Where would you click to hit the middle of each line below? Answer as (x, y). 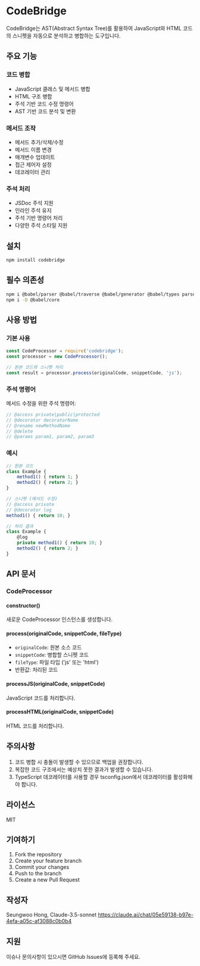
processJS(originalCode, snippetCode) (56, 684)
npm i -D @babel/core (33, 300)
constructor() (23, 605)
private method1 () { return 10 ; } (60, 543)
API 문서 (21, 574)
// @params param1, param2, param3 (50, 437)
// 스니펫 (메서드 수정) (32, 499)
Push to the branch (38, 874)
